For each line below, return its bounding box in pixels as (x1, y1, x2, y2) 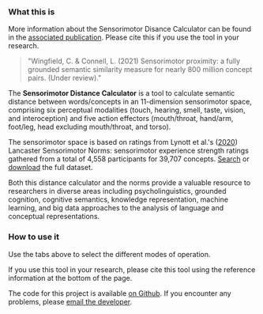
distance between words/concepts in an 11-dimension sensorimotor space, (8, 97, 253, 107)
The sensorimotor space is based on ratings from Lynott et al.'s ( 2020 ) (8, 138, 239, 147)
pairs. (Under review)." (27, 74, 102, 83)
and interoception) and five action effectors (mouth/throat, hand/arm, (8, 114, 234, 123)
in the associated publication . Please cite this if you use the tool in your (8, 32, 239, 42)
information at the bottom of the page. (8, 273, 133, 282)
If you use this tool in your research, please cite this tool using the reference (8, 264, 256, 274)
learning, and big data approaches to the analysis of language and (8, 203, 224, 213)
